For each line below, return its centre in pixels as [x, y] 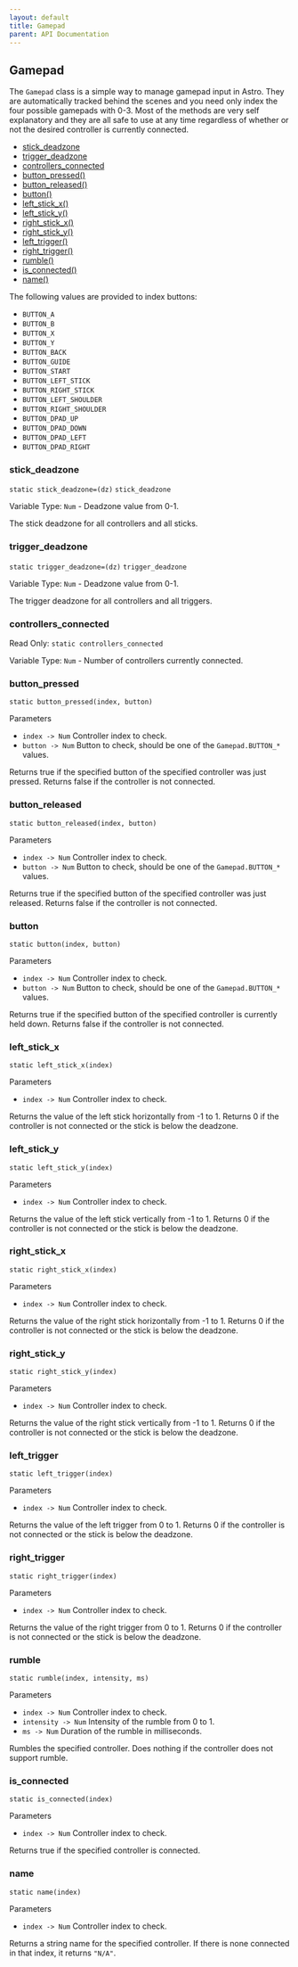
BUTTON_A [38, 315]
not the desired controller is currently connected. [99, 129]
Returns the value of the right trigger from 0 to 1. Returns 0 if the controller [145, 1627]
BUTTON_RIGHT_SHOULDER [64, 410]
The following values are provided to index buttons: [103, 297]
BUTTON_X [38, 334]
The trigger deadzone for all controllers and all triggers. [111, 601]
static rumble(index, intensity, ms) [79, 1679]
